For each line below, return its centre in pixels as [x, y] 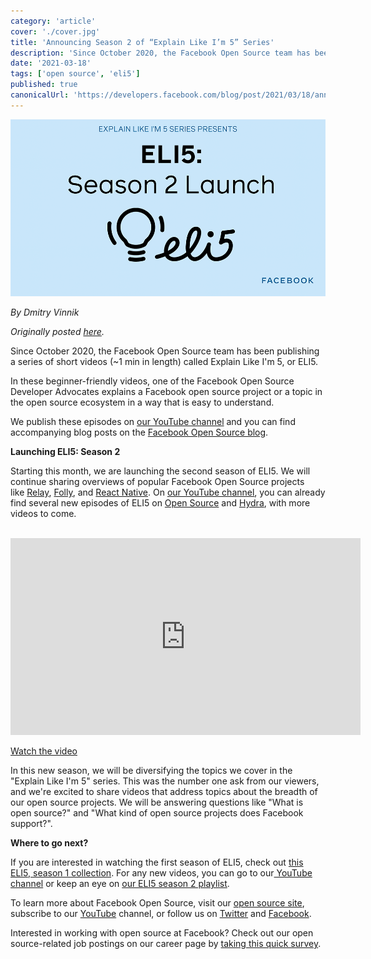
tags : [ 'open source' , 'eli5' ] [75, 74]
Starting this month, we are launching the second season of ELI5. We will [160, 471]
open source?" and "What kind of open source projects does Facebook [157, 812]
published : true [44, 85]
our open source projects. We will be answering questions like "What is [157, 802]
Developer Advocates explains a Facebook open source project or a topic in [166, 391]
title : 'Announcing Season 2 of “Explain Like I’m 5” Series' [142, 42]
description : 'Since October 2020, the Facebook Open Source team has [160, 53]
